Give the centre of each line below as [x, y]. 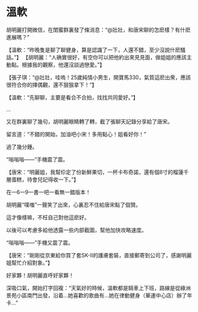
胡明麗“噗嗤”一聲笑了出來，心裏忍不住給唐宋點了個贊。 [74, 204]
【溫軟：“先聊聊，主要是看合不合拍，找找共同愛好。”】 [72, 97]
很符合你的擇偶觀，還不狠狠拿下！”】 [52, 84]
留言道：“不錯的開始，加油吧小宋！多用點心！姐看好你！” [76, 134]
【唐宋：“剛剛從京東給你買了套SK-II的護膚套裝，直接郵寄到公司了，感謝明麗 [99, 255]
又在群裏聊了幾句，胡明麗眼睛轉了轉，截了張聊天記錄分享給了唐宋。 [89, 121]
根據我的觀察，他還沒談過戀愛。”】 [63, 64]
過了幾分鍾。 [22, 147]
